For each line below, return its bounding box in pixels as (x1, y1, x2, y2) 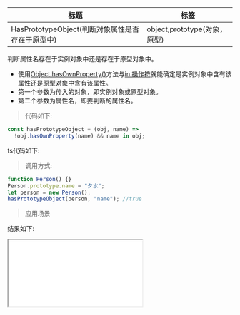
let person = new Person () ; (7, 189, 91, 196)
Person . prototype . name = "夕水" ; (7, 182, 105, 190)
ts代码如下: (7, 146, 40, 155)
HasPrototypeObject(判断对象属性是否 (11, 24, 140, 34)
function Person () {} (7, 175, 72, 182)
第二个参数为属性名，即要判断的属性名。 (17, 96, 137, 105)
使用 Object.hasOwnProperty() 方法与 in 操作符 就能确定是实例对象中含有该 (17, 70, 232, 78)
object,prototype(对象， (146, 24, 227, 34)
